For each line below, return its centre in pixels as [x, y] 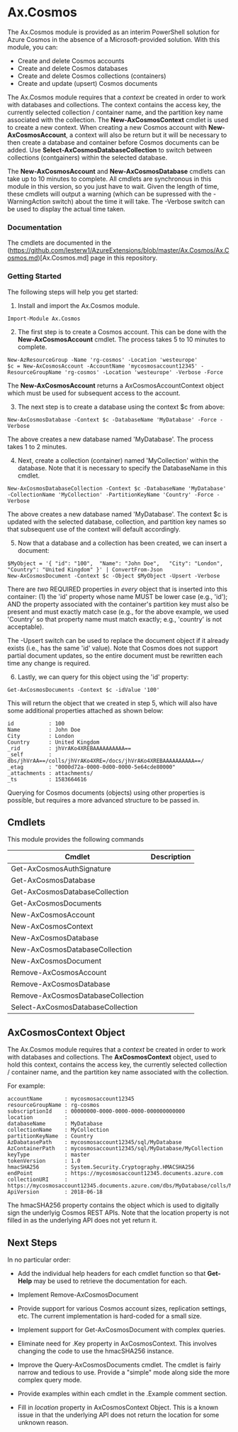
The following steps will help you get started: [73, 292]
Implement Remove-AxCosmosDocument [78, 1294]
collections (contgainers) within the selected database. [87, 158]
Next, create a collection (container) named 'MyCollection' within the [118, 460]
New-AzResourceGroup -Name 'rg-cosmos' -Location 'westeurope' [103, 360]
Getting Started [34, 276]
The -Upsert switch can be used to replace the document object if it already [118, 640]
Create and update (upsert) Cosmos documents [87, 83]
